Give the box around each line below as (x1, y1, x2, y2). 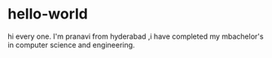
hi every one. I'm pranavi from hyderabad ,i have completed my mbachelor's (7, 31, 264, 41)
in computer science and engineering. (7, 39, 135, 49)
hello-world (7, 5, 89, 23)
